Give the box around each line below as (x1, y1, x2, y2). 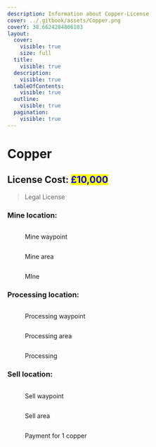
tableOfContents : (13, 83, 65, 90)
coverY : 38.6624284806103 (7, 23, 83, 30)
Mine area (25, 252, 54, 261)
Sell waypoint (25, 391, 65, 400)
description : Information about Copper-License (7, 10, 150, 18)
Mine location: (7, 210, 58, 220)
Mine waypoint (25, 232, 68, 241)
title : (13, 56, 33, 64)
